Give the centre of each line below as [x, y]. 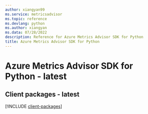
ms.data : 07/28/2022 [26, 32]
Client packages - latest [42, 95]
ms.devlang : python [25, 23]
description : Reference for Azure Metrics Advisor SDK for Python [74, 37]
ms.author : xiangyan [26, 28]
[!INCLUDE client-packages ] [34, 106]
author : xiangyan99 [25, 10]
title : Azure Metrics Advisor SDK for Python [52, 42]
